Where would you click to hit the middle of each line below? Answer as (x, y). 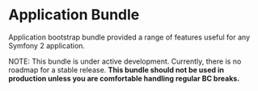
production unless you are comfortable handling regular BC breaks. (124, 78)
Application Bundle (74, 15)
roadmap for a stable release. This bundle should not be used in (116, 69)
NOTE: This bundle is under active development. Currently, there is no (125, 61)
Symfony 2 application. (47, 45)
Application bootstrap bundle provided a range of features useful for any (129, 37)
